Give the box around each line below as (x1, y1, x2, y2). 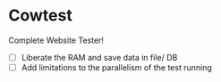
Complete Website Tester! (8, 35, 105, 45)
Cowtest (8, 5, 72, 26)
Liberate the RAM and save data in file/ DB (21, 52, 178, 62)
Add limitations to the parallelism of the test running (21, 62, 212, 72)
